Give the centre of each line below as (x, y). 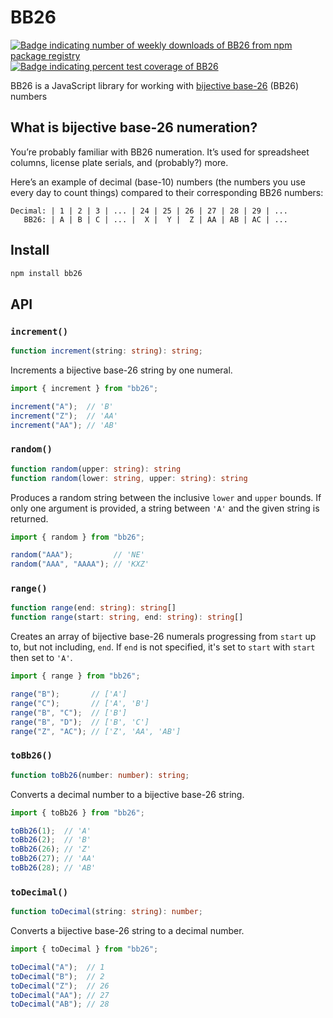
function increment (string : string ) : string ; (106, 351)
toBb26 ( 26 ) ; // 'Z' (51, 849)
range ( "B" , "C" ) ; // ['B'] (69, 712)
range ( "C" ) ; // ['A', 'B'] (80, 703)
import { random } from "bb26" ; (77, 537)
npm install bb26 (46, 273)
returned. (29, 518)
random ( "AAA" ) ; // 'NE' (77, 555)
